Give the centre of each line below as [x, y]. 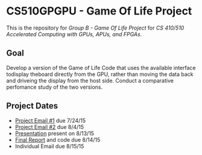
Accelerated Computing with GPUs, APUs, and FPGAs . [74, 34]
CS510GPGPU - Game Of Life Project [99, 11]
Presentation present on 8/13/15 [55, 133]
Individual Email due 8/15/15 [49, 146]
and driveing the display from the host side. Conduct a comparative [90, 80]
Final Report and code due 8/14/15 [58, 139]
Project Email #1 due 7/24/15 [50, 120]
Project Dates [32, 106]
